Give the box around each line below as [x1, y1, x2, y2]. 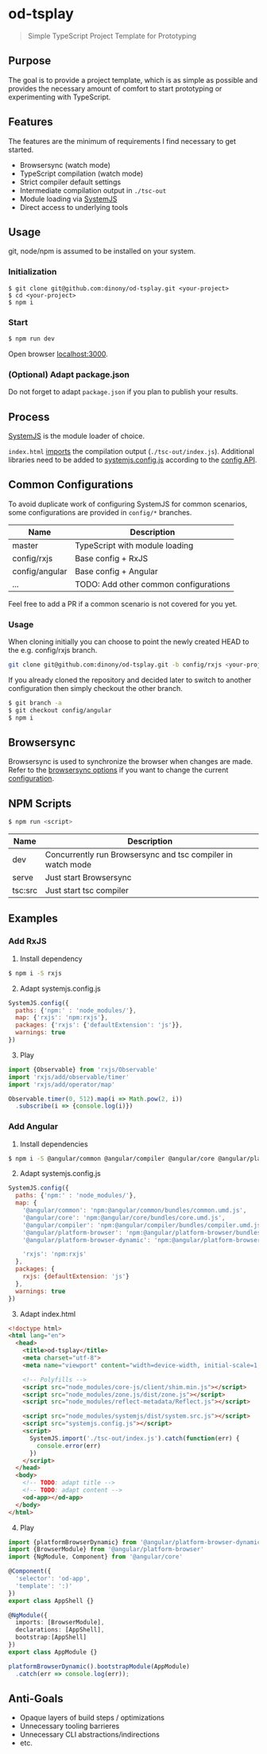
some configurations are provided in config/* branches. [8, 507, 192, 517]
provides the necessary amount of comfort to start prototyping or [8, 83, 222, 93]
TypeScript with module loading [75, 540, 194, 551]
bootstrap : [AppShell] [15, 1633, 87, 1642]
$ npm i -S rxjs [8, 969, 62, 977]
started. [8, 145, 34, 154]
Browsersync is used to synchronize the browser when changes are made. [8, 757, 253, 766]
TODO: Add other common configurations [75, 578, 230, 589]
